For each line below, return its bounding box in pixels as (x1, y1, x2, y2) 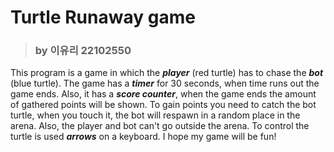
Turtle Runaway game (10, 6, 196, 29)
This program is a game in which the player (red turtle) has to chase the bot (10, 67, 324, 79)
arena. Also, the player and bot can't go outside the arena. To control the (10, 120, 310, 132)
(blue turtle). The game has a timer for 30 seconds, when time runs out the (10, 77, 320, 90)
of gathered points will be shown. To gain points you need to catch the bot (10, 99, 317, 111)
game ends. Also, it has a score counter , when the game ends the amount (10, 88, 317, 100)
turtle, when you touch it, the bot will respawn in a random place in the (10, 109, 301, 121)
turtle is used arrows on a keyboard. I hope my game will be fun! (10, 131, 277, 143)
